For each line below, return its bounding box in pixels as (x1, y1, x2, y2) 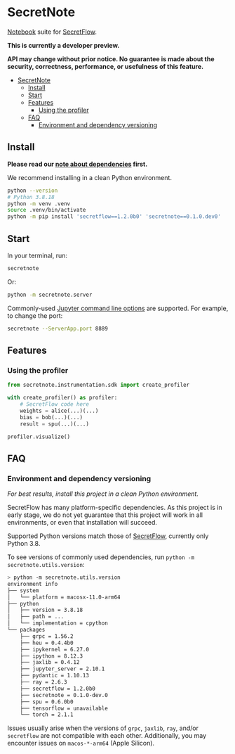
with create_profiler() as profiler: (7, 395, 118, 402)
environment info (7, 580, 58, 587)
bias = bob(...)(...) (20, 414, 83, 421)
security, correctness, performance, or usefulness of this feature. (7, 62, 204, 70)
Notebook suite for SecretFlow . (7, 27, 97, 36)
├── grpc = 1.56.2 (20, 632, 74, 640)
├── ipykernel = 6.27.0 (20, 646, 90, 653)
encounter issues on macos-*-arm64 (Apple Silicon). (7, 739, 155, 748)
